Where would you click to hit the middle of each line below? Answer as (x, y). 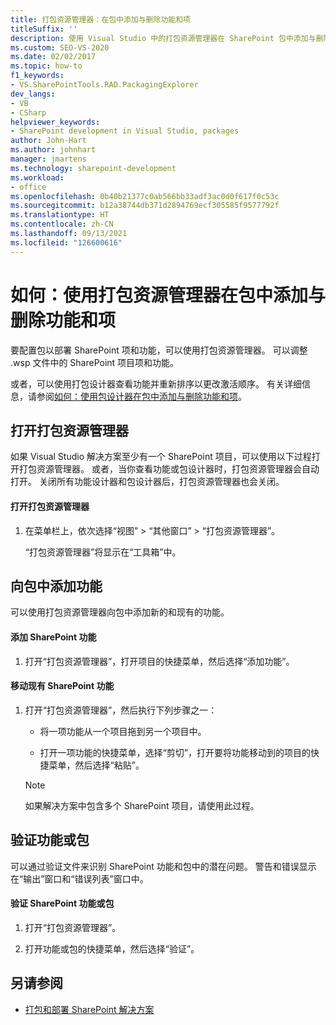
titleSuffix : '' (44, 29)
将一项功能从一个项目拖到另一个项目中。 (123, 731)
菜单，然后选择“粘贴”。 (96, 765)
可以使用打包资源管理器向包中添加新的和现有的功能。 (120, 612)
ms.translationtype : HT (60, 215)
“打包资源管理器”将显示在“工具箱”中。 (103, 552)
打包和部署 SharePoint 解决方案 (89, 1009)
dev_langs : (33, 94)
